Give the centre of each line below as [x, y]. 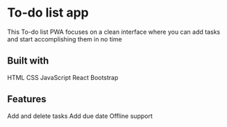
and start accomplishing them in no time [65, 39]
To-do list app [48, 13]
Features [27, 99]
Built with [28, 61]
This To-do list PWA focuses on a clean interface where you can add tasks [114, 32]
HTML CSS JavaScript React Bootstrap [63, 77]
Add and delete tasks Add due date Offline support [80, 116]
